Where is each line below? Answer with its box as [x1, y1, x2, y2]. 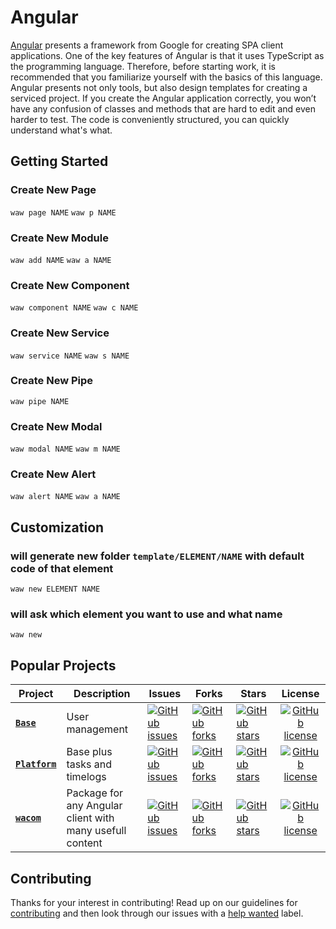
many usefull [66, 824, 127, 838]
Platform [15, 759, 57, 770]
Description [73, 687, 131, 701]
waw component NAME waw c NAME [10, 303, 139, 313]
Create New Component [10, 278, 130, 292]
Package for [66, 786, 124, 800]
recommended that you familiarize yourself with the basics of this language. [10, 71, 323, 83]
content [66, 836, 103, 850]
